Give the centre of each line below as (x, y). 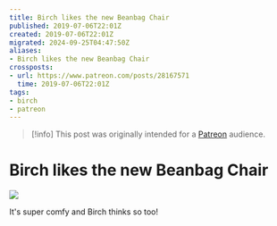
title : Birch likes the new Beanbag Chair (89, 17)
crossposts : (31, 68)
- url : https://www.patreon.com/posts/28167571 (100, 76)
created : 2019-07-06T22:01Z (62, 34)
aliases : (25, 51)
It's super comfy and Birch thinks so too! (84, 212)
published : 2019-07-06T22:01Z (66, 26)
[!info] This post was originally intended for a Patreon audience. (148, 134)
